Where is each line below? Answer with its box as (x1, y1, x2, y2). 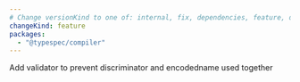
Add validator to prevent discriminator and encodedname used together (9, 62, 273, 73)
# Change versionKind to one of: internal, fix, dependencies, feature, (9, 12, 286, 22)
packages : (9, 29, 46, 38)
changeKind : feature (9, 21, 87, 30)
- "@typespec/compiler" (17, 37, 105, 47)
